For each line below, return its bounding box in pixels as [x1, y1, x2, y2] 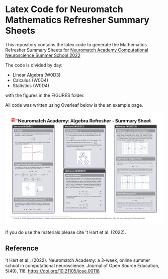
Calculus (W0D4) [12, 77, 49, 83]
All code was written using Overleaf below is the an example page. [5, 102, 143, 108]
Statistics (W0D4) [12, 82, 49, 89]
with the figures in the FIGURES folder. [5, 92, 85, 98]
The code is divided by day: [5, 62, 63, 68]
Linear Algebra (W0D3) [12, 72, 61, 78]
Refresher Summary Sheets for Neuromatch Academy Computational [5, 47, 148, 53]
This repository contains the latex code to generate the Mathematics [5, 41, 147, 47]
